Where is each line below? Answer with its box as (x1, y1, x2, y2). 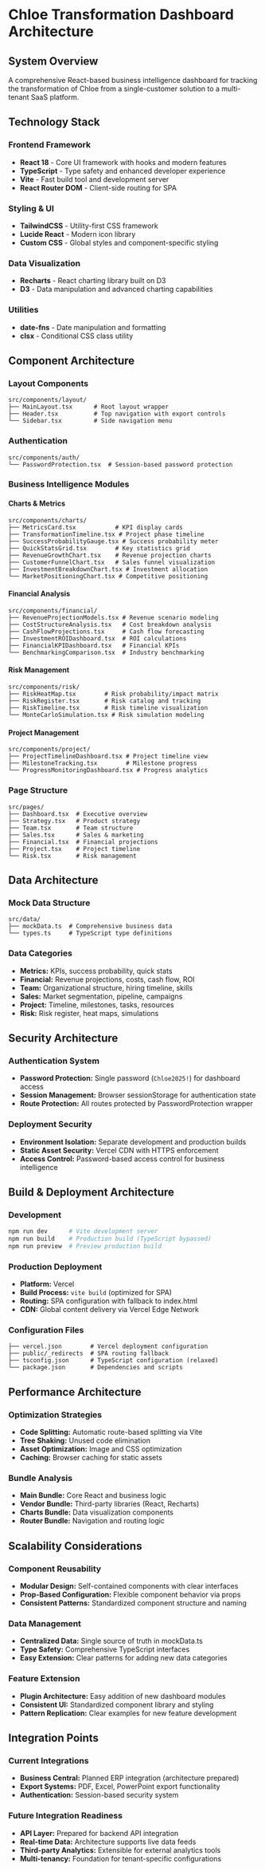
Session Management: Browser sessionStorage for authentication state (19, 1090, 256, 1100)
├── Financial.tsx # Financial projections (8, 837, 158, 846)
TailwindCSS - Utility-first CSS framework (19, 221, 158, 230)
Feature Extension (8, 1673, 80, 1684)
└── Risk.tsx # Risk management (8, 852, 137, 860)
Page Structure (8, 785, 68, 796)
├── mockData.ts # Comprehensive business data (8, 923, 173, 931)
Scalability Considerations (8, 1539, 142, 1553)
